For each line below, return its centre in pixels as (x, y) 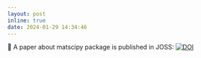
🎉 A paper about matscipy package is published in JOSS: (91, 47)
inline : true (27, 21)
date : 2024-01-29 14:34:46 (47, 27)
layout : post (27, 14)
